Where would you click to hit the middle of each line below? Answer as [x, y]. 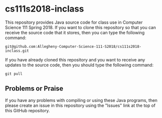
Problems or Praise [34, 89]
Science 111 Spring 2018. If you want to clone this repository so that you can [81, 27]
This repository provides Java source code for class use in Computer [74, 22]
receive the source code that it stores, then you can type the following [75, 32]
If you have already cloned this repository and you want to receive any [75, 59]
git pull [14, 74]
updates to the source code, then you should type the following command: [79, 65]
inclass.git [17, 51]
